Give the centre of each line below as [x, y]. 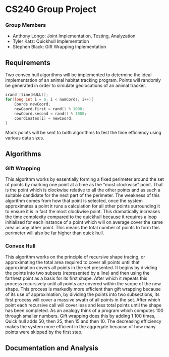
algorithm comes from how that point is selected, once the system [74, 201]
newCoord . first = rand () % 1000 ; [49, 109]
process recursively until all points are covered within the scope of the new [83, 284]
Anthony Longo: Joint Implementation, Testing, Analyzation [74, 36]
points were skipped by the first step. [44, 332]
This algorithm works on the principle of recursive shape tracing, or [75, 257]
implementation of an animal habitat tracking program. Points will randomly [83, 80]
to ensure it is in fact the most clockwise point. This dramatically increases [83, 212]
